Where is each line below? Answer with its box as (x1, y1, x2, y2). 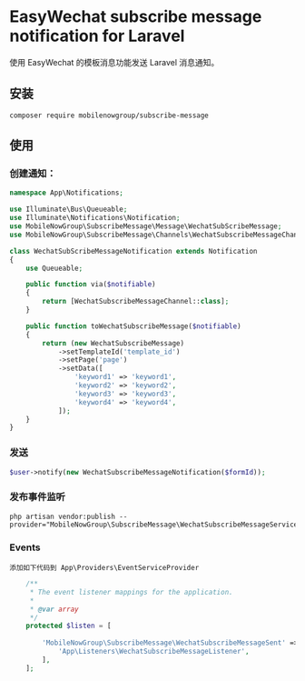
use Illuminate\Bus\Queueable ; (9, 205, 128, 215)
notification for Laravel (9, 25, 185, 46)
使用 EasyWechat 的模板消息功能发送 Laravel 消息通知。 (9, 56, 220, 67)
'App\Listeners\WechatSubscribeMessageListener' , (57, 647, 250, 656)
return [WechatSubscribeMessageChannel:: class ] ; (42, 297, 230, 306)
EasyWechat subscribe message (9, 6, 262, 27)
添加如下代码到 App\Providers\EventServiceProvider (9, 564, 200, 573)
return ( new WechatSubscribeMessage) (42, 338, 184, 347)
